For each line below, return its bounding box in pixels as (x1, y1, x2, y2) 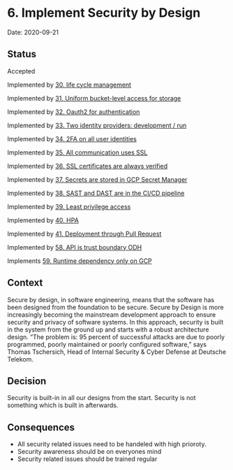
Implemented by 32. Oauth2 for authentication (7, 107, 140, 116)
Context (7, 277, 43, 289)
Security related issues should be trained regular (17, 455, 158, 463)
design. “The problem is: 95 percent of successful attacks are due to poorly (7, 332, 225, 341)
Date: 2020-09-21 (7, 28, 59, 36)
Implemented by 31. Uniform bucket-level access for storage (7, 94, 181, 102)
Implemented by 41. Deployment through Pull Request (7, 229, 162, 238)
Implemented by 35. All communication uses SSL (7, 148, 148, 157)
